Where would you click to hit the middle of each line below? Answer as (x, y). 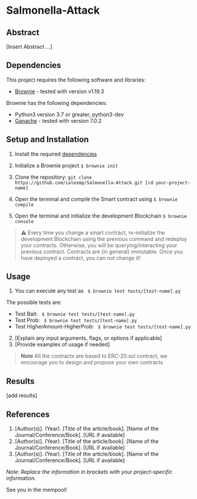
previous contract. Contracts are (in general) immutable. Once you (102, 252)
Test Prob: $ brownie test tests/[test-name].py (76, 320)
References (28, 414)
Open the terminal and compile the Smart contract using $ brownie (96, 199)
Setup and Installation (47, 140)
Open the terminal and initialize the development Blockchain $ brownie (101, 216)
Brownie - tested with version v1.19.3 (59, 91)
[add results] (22, 396)
